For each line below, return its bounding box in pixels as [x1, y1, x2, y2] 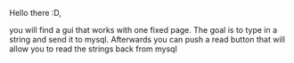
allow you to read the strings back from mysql [9, 43, 178, 54]
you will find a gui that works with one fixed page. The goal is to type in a [9, 25, 278, 35]
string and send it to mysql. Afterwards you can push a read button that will [9, 35, 285, 44]
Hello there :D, [9, 8, 62, 18]
